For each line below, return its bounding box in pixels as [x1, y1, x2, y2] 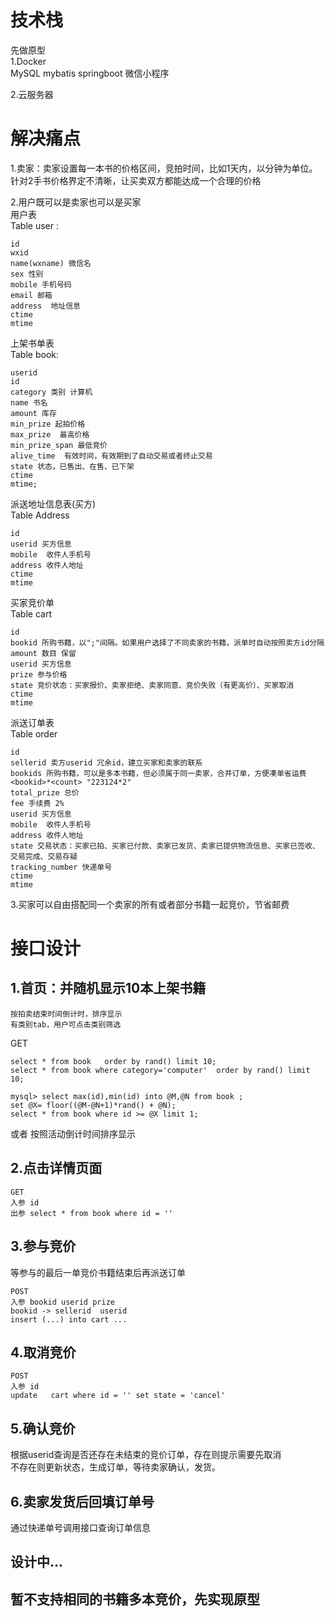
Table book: [10, 348, 60, 360]
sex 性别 [10, 269, 44, 279]
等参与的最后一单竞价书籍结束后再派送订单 [10, 1266, 186, 1278]
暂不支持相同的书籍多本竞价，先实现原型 [10, 1591, 260, 1608]
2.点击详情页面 [10, 1160, 103, 1177]
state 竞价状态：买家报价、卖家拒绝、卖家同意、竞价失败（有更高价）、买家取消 [10, 680, 295, 690]
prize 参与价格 [10, 669, 68, 680]
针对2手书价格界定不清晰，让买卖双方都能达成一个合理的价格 [10, 174, 262, 186]
